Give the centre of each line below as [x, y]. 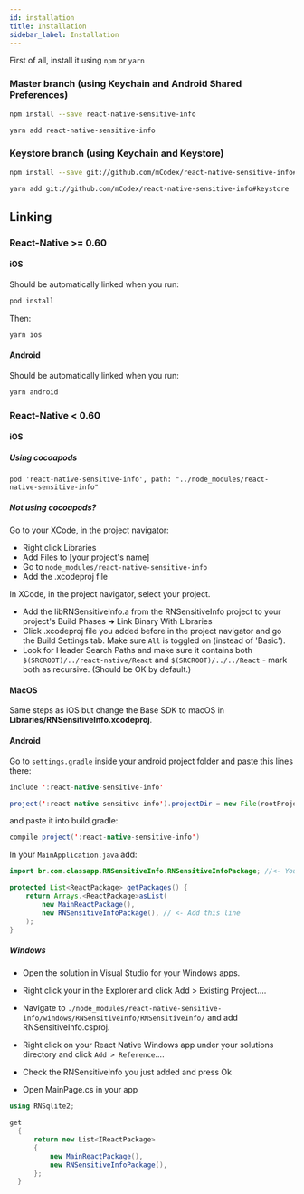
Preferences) [39, 95]
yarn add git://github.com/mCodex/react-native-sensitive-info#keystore [149, 188]
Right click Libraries [59, 548]
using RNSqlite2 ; [42, 1106]
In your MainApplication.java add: [73, 855]
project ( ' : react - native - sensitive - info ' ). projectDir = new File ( [135, 804]
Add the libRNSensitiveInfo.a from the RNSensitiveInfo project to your [152, 611]
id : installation [42, 18]
